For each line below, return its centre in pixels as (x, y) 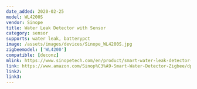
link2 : (14, 71)
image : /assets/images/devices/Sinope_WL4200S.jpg (69, 44)
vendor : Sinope (25, 22)
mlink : (14, 60)
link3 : (14, 77)
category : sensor (27, 33)
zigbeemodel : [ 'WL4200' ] (36, 50)
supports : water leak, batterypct (48, 39)
